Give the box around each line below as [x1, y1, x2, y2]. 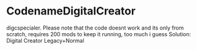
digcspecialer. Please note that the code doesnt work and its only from [6, 24, 184, 31]
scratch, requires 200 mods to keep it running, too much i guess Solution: [6, 30, 191, 37]
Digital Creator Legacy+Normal [6, 37, 84, 44]
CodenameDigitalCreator [6, 4, 136, 18]
